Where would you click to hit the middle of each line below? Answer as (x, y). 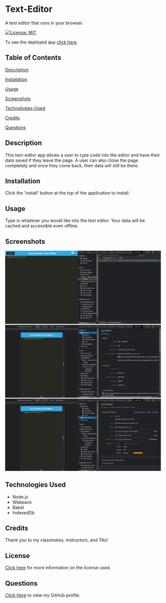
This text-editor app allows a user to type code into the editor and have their (83, 155)
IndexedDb (23, 513)
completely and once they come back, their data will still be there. (72, 165)
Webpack (22, 502)
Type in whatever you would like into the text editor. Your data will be (75, 221)
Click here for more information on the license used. (58, 568)
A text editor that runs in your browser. (44, 23)
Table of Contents (33, 58)
